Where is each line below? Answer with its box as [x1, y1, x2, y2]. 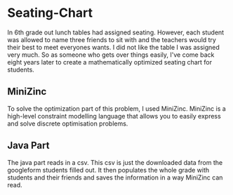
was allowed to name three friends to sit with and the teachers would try [7, 35, 216, 43]
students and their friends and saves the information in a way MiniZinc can [7, 173, 223, 182]
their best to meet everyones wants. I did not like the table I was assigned [7, 43, 220, 51]
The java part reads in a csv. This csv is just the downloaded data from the [7, 158, 223, 166]
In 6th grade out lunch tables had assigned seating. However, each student [7, 28, 225, 36]
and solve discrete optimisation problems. [7, 119, 128, 128]
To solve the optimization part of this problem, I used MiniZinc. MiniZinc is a [7, 104, 226, 113]
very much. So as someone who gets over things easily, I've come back [7, 51, 215, 59]
